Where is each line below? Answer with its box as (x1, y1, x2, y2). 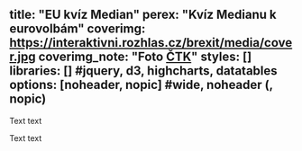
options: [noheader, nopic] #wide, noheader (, (9, 77, 273, 93)
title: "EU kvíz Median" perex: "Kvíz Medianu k (9, 7, 277, 22)
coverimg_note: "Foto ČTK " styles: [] (38, 49, 252, 65)
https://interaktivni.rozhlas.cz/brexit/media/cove (9, 35, 293, 50)
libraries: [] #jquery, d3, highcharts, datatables (9, 63, 278, 79)
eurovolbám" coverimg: (9, 22, 146, 37)
